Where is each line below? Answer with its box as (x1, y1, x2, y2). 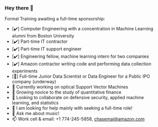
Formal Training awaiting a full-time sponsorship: (4, 16, 105, 22)
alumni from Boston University (11, 33, 74, 39)
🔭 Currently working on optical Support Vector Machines (11, 84, 129, 90)
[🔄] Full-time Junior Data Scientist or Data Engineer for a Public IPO (11, 73, 150, 79)
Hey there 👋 (4, 4, 33, 11)
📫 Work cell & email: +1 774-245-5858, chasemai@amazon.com (11, 116, 145, 122)
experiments (11, 68, 38, 74)
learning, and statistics (11, 100, 59, 106)
